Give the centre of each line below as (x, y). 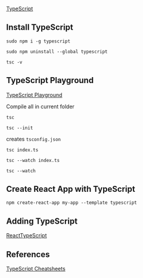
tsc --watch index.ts (33, 160)
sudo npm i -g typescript (38, 41)
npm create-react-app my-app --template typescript (71, 203)
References (28, 254)
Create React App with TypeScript (71, 189)
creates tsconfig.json (34, 139)
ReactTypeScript (27, 236)
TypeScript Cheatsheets (36, 269)
